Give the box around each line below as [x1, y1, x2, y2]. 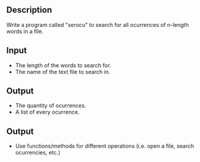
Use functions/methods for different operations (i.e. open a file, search [15, 142, 194, 150]
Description [6, 5, 52, 15]
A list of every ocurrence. [15, 108, 80, 116]
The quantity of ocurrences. [15, 102, 87, 109]
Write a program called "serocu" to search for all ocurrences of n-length [6, 21, 189, 28]
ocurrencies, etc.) [15, 149, 61, 156]
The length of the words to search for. [15, 61, 112, 69]
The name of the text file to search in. [15, 68, 110, 75]
